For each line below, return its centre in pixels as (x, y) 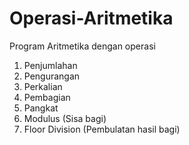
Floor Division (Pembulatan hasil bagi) (102, 129)
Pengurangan (52, 76)
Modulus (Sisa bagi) (65, 118)
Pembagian (47, 97)
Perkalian (43, 86)
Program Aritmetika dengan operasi (82, 46)
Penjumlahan (50, 65)
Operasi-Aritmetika (91, 18)
